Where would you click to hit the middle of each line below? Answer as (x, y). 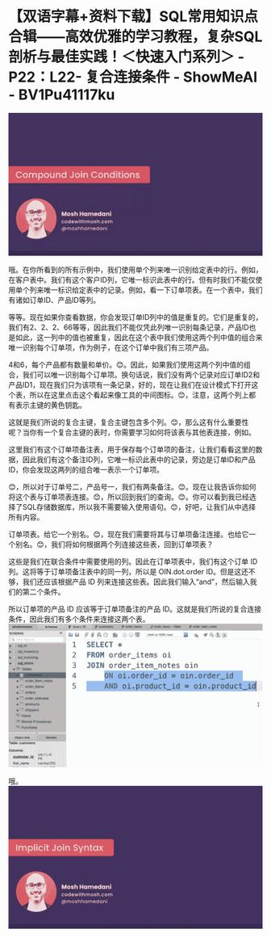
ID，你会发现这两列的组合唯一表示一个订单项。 (86, 470)
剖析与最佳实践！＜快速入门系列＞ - (126, 57)
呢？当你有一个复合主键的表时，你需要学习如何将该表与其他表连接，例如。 (132, 432)
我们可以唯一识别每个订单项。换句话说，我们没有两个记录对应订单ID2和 (141, 375)
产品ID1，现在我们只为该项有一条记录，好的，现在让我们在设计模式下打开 (130, 385)
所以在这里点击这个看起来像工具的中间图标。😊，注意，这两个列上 (139, 395)
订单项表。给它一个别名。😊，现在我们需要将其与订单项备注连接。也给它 (129, 535)
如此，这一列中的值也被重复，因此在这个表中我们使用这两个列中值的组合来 (139, 338)
